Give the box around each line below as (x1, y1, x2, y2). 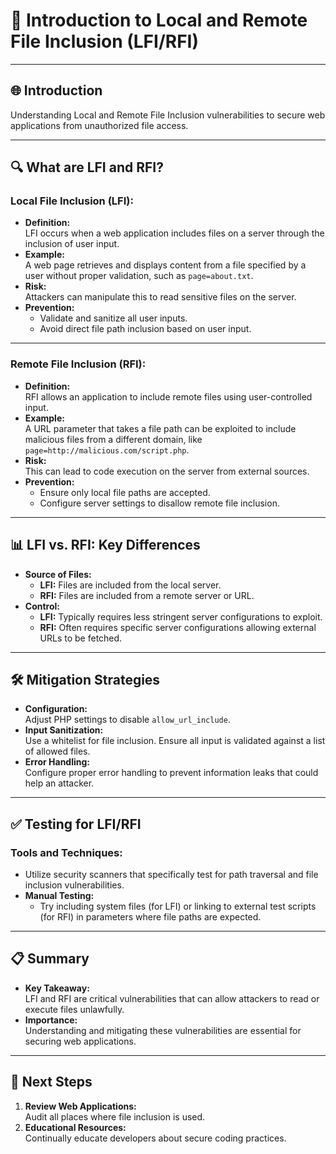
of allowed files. (24, 745, 91, 758)
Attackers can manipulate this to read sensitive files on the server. (24, 291, 297, 303)
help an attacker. (24, 777, 95, 789)
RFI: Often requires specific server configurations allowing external (39, 621, 317, 633)
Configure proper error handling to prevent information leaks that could (24, 767, 319, 779)
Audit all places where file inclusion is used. (24, 1110, 206, 1123)
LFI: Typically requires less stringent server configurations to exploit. (39, 610, 323, 623)
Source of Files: (24, 568, 92, 580)
